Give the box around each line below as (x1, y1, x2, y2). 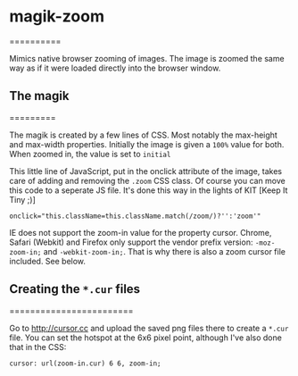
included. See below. (9, 255, 87, 266)
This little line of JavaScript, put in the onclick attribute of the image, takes (9, 165, 283, 176)
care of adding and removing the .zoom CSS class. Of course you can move (9, 175, 286, 186)
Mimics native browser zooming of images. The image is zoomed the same (9, 53, 285, 63)
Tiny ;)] (9, 194, 36, 205)
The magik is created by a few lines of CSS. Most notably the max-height (9, 130, 278, 140)
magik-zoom (9, 6, 105, 27)
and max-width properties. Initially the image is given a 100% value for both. (9, 138, 285, 149)
